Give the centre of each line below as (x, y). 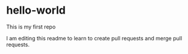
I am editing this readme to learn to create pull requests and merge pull (94, 38)
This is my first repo (31, 27)
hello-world (36, 10)
